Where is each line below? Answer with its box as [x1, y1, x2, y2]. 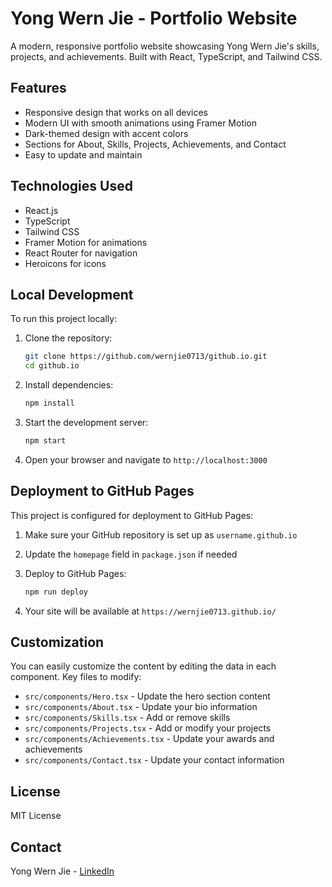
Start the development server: [24, 417, 149, 428]
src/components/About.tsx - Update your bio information [24, 701, 258, 713]
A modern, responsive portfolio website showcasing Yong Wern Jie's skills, [10, 40, 320, 52]
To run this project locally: [10, 313, 118, 325]
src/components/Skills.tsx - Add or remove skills [24, 712, 231, 724]
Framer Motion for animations [24, 236, 148, 248]
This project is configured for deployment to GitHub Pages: [10, 509, 254, 521]
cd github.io [24, 361, 80, 371]
